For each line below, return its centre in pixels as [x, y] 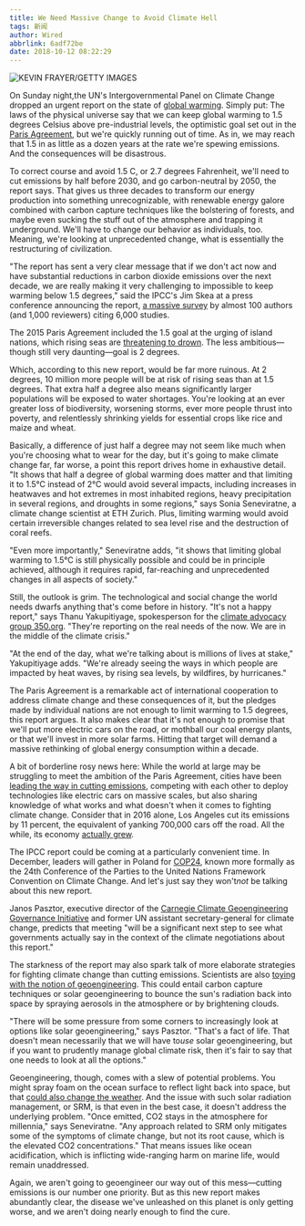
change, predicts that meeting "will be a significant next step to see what [146, 928]
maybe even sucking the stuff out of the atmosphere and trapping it [136, 220]
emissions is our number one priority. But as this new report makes [135, 1192]
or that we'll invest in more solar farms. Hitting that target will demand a [143, 739]
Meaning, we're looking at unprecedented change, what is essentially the [147, 239]
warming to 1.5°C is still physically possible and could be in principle [137, 560]
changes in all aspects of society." [74, 579]
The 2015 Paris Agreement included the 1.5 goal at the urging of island [141, 333]
